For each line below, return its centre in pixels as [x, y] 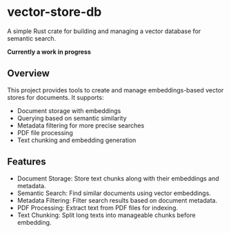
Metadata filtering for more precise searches [81, 125]
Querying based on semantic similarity [72, 118]
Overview [29, 73]
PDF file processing [45, 132]
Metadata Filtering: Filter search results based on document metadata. [117, 200]
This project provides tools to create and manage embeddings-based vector [115, 90]
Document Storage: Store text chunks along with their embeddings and [118, 178]
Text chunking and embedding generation [77, 140]
